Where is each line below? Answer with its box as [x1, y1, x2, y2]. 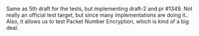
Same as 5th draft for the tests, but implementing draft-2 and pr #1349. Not [6, 5, 193, 12]
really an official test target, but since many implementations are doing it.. [6, 11, 189, 19]
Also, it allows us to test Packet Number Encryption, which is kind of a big [6, 18, 189, 25]
